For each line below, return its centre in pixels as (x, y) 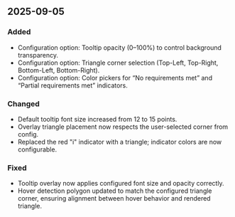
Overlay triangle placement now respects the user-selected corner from (123, 127)
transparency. (38, 55)
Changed (24, 104)
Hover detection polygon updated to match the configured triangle (115, 191)
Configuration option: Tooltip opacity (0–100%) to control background (120, 47)
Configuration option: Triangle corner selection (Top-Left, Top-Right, (118, 63)
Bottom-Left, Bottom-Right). (59, 70)
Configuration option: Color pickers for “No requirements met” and (115, 78)
